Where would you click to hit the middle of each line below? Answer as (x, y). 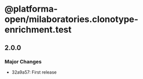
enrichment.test (38, 30)
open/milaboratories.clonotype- (71, 19)
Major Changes (23, 61)
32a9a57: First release (34, 72)
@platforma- (31, 9)
